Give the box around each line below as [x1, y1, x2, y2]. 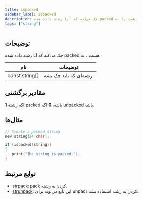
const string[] [7, 72, 39, 79]
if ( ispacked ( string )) [5, 142, 52, 147]
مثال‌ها [5, 116, 23, 124]
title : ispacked [5, 7, 38, 12]
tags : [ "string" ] [5, 21, 41, 26]
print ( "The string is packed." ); [11, 152, 80, 157]
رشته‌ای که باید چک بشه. [43, 72, 94, 79]
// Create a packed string [5, 129, 60, 134]
